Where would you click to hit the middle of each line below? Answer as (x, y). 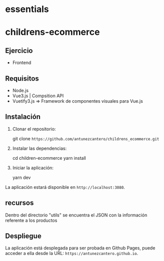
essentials (27, 9)
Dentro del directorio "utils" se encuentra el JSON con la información (76, 215)
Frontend (22, 63)
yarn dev (21, 177)
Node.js (20, 90)
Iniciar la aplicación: (33, 168)
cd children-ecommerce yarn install (49, 158)
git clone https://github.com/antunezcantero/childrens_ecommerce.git (86, 138)
